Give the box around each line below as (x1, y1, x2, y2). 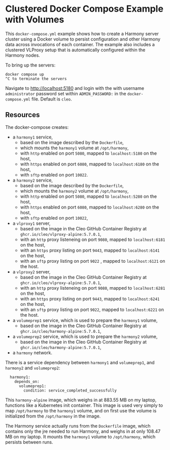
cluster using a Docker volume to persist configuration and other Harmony (5, 36, 161, 42)
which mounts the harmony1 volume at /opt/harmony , (20, 145, 129, 151)
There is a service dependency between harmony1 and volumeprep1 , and (5, 359, 155, 365)
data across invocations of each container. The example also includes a (5, 41, 155, 47)
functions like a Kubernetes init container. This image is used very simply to (5, 402, 163, 408)
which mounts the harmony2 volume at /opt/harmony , (20, 188, 129, 194)
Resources (5, 111, 40, 119)
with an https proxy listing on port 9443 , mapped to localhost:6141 (20, 247, 160, 253)
